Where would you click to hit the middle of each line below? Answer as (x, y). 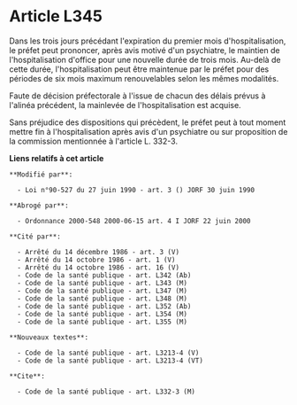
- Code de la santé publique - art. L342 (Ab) (104, 275)
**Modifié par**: (41, 175)
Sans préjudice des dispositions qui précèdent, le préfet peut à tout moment (148, 122)
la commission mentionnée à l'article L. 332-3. (94, 141)
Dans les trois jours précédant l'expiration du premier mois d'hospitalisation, (148, 41)
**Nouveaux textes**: (49, 337)
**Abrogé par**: (39, 206)
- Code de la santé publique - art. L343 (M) (103, 283)
